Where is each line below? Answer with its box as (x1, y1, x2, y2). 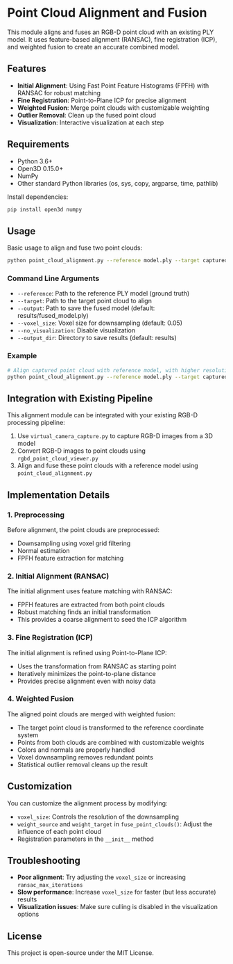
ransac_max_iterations (17, 882, 83, 889)
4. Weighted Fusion (7, 694, 74, 704)
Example (7, 351, 37, 361)
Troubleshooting (7, 855, 81, 867)
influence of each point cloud (17, 827, 102, 835)
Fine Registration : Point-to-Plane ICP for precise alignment (17, 96, 187, 104)
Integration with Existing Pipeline (7, 392, 153, 404)
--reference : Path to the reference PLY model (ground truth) (17, 289, 190, 298)
